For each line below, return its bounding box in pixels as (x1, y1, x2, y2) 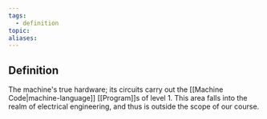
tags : (8, 11, 26, 20)
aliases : (8, 34, 38, 42)
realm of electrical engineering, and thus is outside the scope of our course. (8, 101, 260, 112)
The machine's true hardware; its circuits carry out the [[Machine (8, 85, 224, 94)
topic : (8, 26, 30, 34)
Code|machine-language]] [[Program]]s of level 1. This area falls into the (8, 93, 248, 103)
